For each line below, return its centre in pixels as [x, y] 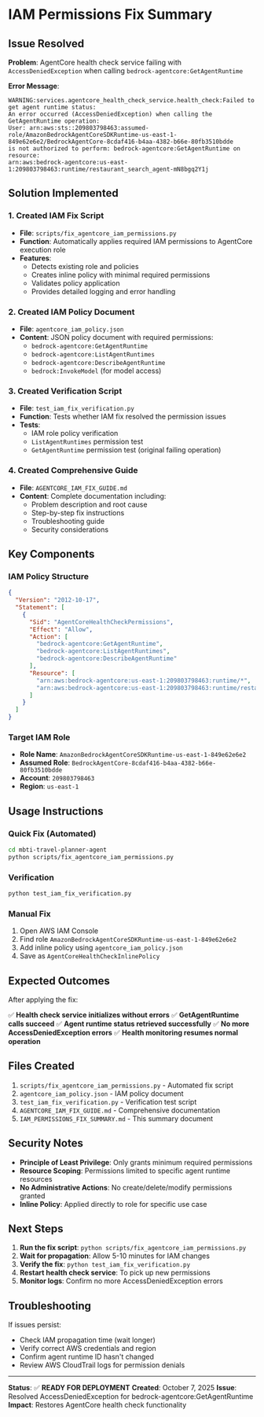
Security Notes [46, 1144]
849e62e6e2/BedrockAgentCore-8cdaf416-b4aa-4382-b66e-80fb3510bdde [121, 142]
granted [32, 1196]
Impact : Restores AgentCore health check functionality [97, 1405]
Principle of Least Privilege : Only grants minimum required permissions [136, 1162]
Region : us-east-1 [49, 786]
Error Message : [34, 86]
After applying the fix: [43, 1000]
